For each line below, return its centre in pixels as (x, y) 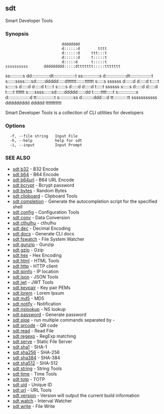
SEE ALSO (18, 158)
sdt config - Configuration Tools (46, 212)
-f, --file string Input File (44, 136)
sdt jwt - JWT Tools (33, 282)
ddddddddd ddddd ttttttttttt (34, 103)
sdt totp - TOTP (29, 379)
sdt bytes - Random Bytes (40, 190)
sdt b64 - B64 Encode (36, 174)
